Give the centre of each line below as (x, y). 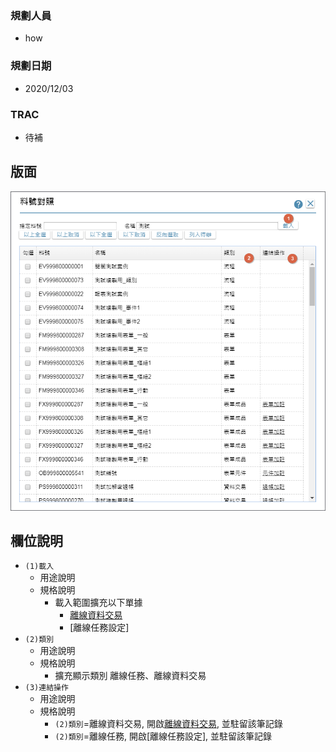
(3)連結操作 (46, 688)
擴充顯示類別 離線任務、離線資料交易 (130, 676)
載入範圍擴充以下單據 (98, 603)
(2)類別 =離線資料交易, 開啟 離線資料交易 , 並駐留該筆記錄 (168, 724)
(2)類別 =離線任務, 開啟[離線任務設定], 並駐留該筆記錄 (163, 736)
